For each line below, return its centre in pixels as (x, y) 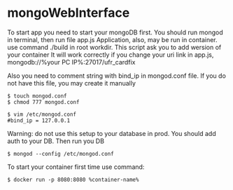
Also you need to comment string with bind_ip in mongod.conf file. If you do (116, 76)
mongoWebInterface (69, 13)
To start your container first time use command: (76, 167)
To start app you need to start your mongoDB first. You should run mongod (115, 32)
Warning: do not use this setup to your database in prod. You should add (112, 133)
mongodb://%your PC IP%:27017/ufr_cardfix (71, 62)
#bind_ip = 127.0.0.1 (39, 121)
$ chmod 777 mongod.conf (43, 102)
